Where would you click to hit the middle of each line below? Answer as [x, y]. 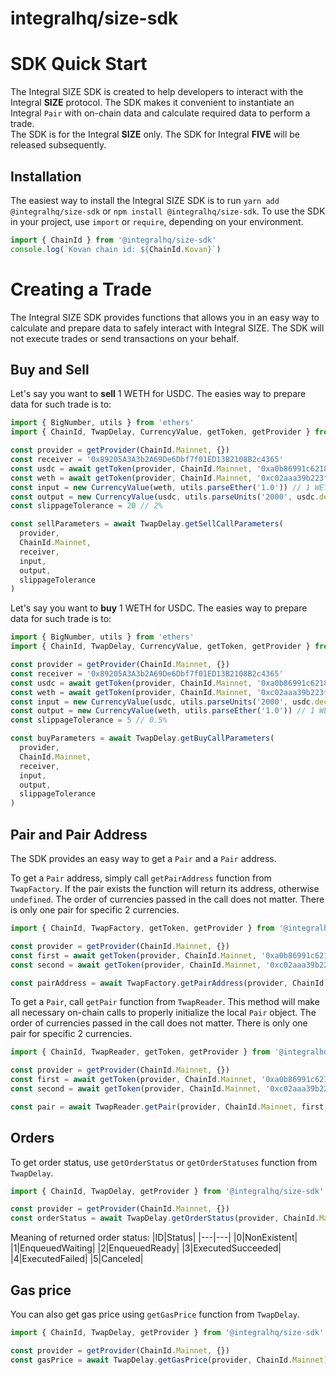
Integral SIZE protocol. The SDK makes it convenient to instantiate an [152, 103]
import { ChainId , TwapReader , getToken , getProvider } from [140, 1052]
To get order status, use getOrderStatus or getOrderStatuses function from [164, 1162]
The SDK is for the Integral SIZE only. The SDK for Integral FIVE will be [155, 134]
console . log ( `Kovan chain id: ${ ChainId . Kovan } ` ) [116, 249]
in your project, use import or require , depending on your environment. [157, 221]
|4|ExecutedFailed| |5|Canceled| [77, 1259]
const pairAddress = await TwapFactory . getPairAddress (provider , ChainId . [169, 983]
